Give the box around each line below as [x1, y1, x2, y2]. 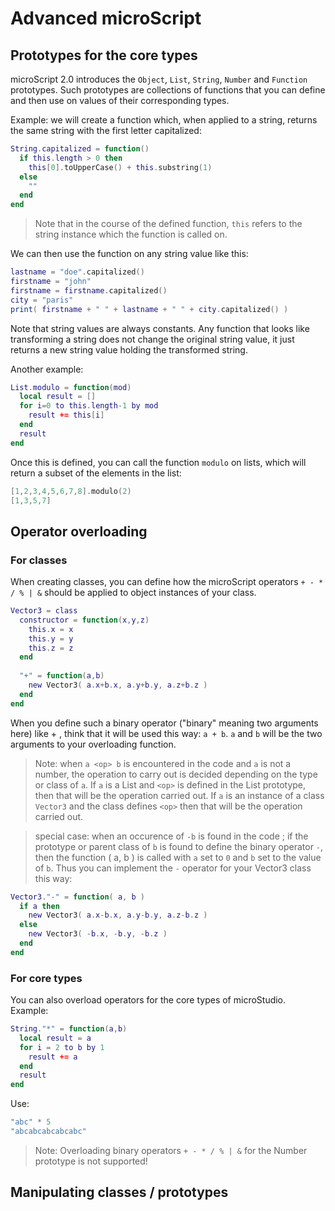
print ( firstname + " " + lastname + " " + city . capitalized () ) [10, 304, 289, 314]
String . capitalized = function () [10, 144, 150, 154]
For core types [10, 971, 83, 985]
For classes [10, 553, 68, 567]
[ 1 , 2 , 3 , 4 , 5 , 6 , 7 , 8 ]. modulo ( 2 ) [10, 486, 132, 496]
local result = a [19, 1033, 92, 1043]
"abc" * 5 [10, 1117, 52, 1127]
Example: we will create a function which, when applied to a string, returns [10, 114, 318, 126]
